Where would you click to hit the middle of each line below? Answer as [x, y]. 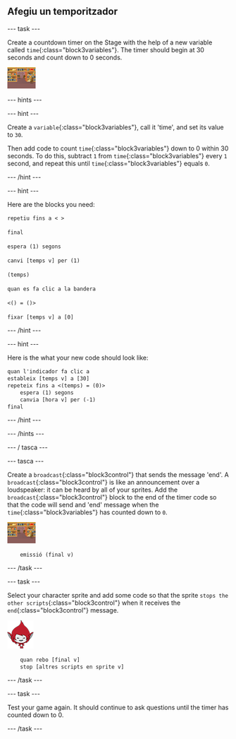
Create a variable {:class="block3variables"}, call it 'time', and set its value [116, 127]
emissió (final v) [47, 555]
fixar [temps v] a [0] [41, 317]
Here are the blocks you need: [51, 204]
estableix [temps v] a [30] [49, 378]
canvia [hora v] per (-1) [58, 400]
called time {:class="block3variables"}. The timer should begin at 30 [106, 49]
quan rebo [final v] [50, 660]
